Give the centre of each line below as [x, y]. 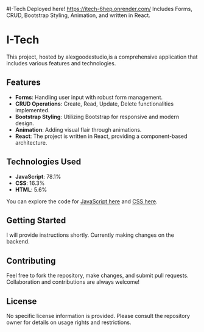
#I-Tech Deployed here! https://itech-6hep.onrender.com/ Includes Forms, [100, 9]
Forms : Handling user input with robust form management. [89, 97]
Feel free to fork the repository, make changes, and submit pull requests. [97, 276]
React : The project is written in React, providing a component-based [101, 136]
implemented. [32, 110]
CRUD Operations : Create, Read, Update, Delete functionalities [94, 104]
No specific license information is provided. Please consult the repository [98, 316]
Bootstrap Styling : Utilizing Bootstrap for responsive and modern [97, 117]
